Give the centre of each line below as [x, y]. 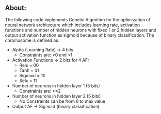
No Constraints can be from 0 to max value [62, 101]
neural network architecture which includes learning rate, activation [72, 25]
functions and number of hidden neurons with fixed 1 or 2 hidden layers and [81, 30]
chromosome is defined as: [32, 40]
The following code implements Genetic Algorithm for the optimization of [78, 19]
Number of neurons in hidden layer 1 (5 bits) [56, 86]
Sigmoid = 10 [32, 75]
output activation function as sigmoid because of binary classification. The [80, 35]
